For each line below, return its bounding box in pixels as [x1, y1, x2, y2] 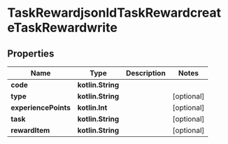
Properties [7, 48, 55, 59]
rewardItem [10, 126, 50, 135]
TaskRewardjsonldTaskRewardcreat [7, 5, 222, 21]
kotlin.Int [77, 103, 108, 113]
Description [125, 69, 166, 78]
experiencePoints [10, 103, 71, 113]
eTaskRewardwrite [7, 20, 117, 36]
